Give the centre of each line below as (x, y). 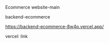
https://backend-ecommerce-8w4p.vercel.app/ (54, 26)
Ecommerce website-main (33, 7)
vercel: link (17, 36)
